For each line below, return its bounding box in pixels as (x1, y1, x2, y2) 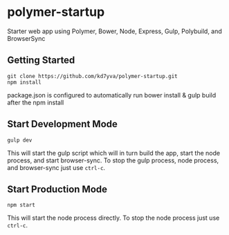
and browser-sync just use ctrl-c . (7, 163, 106, 171)
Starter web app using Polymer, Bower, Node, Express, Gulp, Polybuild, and (7, 27, 223, 35)
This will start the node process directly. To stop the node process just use (7, 214, 220, 222)
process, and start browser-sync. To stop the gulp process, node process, (7, 156, 219, 164)
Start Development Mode (7, 118, 118, 130)
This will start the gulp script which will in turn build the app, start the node (7, 149, 220, 157)
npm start (7, 202, 36, 209)
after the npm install (7, 98, 64, 106)
